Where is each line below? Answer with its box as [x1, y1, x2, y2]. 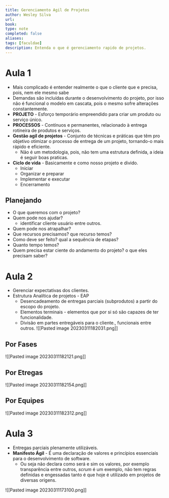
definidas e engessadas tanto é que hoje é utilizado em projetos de [20, 472, 161, 478]
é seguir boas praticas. [20, 154, 69, 160]
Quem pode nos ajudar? [12, 215, 63, 221]
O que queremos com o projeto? [12, 210, 81, 216]
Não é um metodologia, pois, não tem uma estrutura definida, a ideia [20, 149, 164, 155]
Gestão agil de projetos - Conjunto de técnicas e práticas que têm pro [12, 133, 160, 139]
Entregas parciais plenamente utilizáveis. [12, 445, 98, 451]
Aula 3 [5, 428, 33, 439]
